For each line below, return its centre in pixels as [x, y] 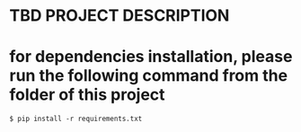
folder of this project [87, 95]
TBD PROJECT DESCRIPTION [120, 16]
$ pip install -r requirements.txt [76, 119]
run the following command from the [149, 76]
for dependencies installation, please [151, 57]
